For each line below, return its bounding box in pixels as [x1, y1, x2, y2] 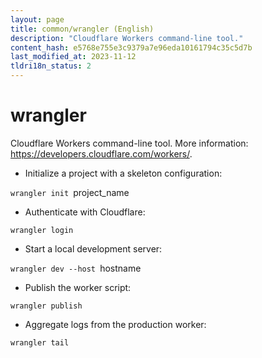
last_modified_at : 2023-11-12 [10, 52, 137, 62]
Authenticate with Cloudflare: [24, 206, 146, 218]
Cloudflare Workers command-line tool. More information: [10, 137, 249, 149]
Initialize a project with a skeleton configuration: [24, 167, 223, 179]
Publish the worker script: [24, 281, 132, 293]
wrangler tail [10, 337, 70, 348]
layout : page [10, 14, 65, 25]
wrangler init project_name [10, 186, 130, 198]
